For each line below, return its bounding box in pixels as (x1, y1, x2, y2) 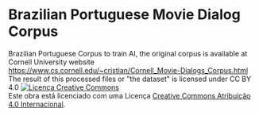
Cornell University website (8, 57, 95, 67)
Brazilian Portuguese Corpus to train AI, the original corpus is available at (8, 48, 248, 58)
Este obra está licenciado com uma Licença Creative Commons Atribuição (8, 91, 251, 100)
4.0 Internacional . (8, 99, 66, 109)
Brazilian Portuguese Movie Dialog (8, 6, 241, 24)
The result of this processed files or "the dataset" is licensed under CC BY (8, 74, 252, 83)
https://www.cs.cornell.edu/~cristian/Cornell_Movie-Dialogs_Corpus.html (8, 65, 249, 75)
